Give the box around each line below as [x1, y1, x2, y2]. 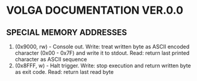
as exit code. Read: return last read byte [14, 68, 114, 75]
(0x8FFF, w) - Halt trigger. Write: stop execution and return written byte [14, 62, 192, 69]
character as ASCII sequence [14, 56, 87, 63]
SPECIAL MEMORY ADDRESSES [6, 27, 128, 38]
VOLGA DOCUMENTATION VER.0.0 [6, 4, 184, 17]
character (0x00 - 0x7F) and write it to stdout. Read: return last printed [14, 49, 190, 57]
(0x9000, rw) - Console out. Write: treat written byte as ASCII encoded [14, 43, 190, 50]
